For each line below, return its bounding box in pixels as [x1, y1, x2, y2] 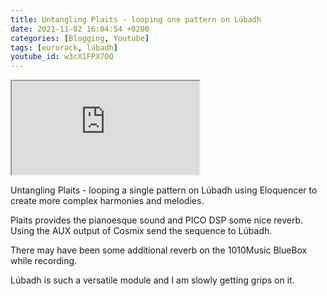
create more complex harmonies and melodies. [10, 195, 205, 207]
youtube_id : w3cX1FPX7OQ [10, 52, 114, 62]
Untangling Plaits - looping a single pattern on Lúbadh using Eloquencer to [10, 184, 318, 196]
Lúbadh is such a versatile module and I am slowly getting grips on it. [10, 274, 295, 286]
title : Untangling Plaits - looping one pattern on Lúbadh [10, 14, 262, 25]
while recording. [10, 255, 78, 267]
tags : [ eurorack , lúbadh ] [10, 42, 118, 53]
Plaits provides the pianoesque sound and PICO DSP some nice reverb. [10, 214, 304, 226]
